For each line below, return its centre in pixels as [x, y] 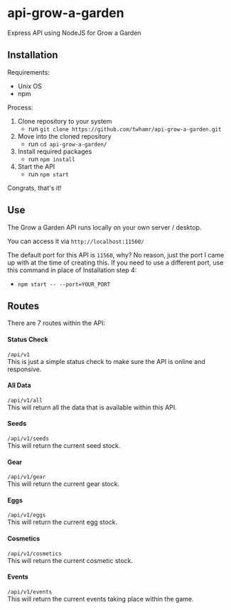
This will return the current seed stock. [64, 445]
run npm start [48, 174]
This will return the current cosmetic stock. [70, 560]
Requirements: [28, 72]
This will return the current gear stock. [63, 484]
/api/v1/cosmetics [34, 553]
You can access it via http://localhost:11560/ [76, 241]
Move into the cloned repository [64, 136]
